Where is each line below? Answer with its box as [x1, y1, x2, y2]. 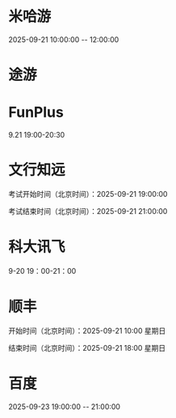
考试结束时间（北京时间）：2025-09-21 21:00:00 [8, 207, 168, 215]
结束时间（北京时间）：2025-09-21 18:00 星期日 [8, 343, 166, 352]
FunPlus [8, 103, 65, 122]
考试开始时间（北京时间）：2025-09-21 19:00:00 [8, 190, 168, 198]
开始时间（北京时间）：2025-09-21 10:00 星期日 [8, 326, 166, 335]
